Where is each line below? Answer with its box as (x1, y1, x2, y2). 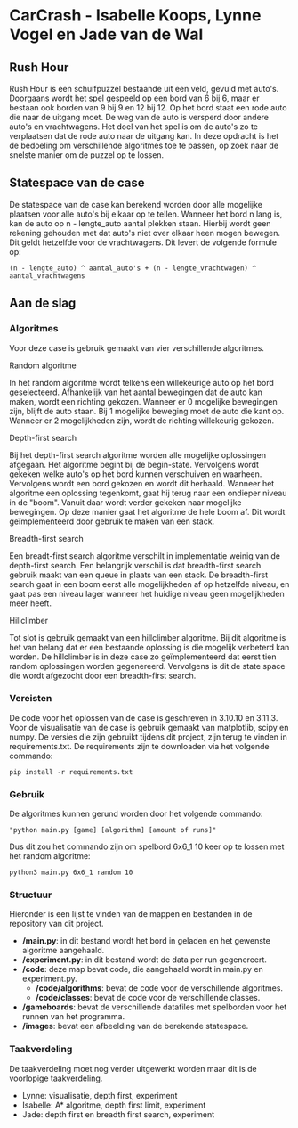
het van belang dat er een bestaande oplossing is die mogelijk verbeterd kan (9, 642, 290, 652)
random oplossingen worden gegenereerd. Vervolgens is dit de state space (9, 660, 286, 671)
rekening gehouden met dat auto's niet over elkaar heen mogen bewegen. (9, 227, 280, 238)
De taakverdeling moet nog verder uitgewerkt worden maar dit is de (9, 1063, 257, 1074)
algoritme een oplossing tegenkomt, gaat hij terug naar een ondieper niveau (9, 487, 287, 498)
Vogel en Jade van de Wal (9, 24, 204, 45)
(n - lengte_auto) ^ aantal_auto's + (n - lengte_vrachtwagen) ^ (9, 264, 256, 273)
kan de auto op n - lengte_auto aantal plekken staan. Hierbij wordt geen (9, 217, 271, 228)
